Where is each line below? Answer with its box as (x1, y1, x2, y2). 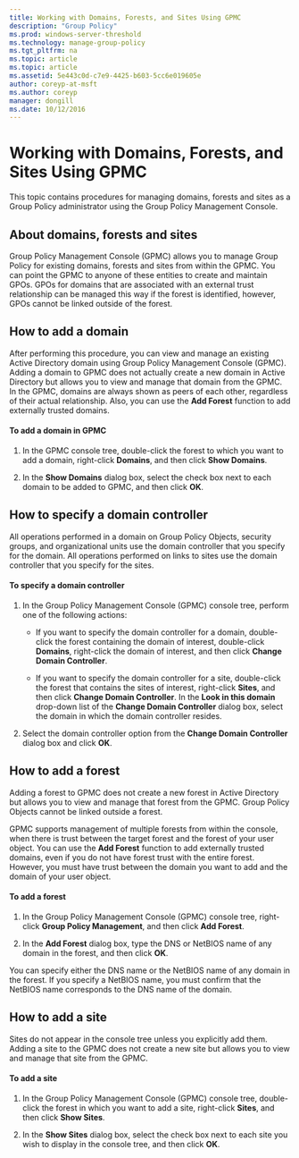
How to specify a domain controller (9, 507, 208, 523)
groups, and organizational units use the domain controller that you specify (9, 540, 286, 551)
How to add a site (9, 1010, 107, 1025)
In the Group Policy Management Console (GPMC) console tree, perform (21, 600, 290, 611)
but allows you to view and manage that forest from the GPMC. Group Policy (9, 797, 290, 807)
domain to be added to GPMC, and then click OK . (21, 482, 203, 493)
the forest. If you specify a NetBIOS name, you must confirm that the (9, 975, 262, 985)
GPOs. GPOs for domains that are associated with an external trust (9, 279, 254, 290)
